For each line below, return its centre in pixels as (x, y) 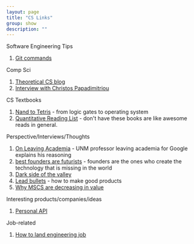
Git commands (33, 58)
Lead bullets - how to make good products (68, 181)
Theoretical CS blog (40, 82)
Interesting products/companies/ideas (54, 199)
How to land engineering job (50, 235)
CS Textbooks (24, 100)
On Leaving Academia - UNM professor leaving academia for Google (101, 149)
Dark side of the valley (43, 174)
